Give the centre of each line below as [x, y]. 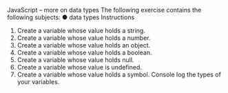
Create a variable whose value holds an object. [84, 45]
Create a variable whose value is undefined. [80, 67]
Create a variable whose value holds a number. [84, 38]
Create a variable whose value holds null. [75, 60]
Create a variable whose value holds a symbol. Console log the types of [119, 74]
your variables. [38, 82]
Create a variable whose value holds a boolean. [84, 52]
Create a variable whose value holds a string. [81, 31]
